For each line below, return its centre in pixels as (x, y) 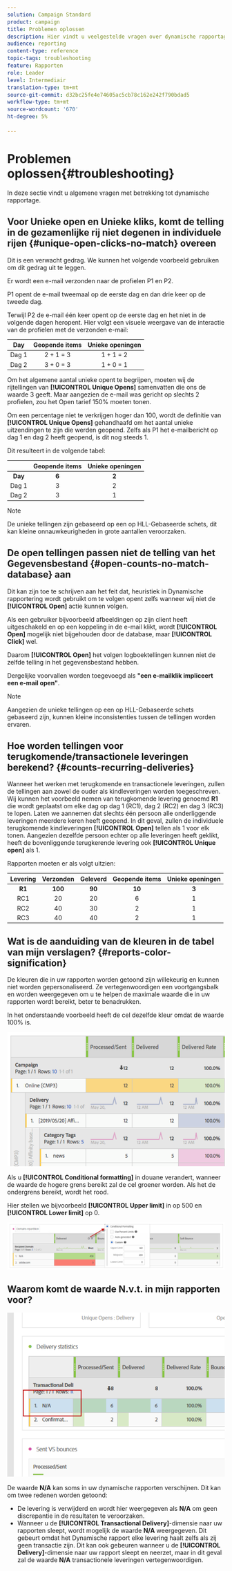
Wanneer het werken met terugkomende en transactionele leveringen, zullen (116, 784)
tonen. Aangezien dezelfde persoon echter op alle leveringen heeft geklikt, (113, 835)
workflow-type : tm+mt (38, 102)
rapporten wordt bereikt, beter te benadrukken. (74, 1002)
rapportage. (24, 200)
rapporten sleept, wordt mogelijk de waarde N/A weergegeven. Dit (112, 1531)
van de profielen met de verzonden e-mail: (68, 330)
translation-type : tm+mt (43, 87)
